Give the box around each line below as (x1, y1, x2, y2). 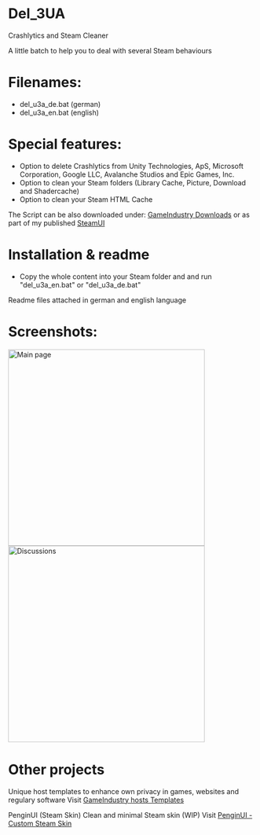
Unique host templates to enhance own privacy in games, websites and (8, 786, 240, 796)
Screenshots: (8, 323, 98, 340)
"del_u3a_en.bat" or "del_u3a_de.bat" (19, 280, 141, 289)
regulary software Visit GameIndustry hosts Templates (8, 795, 185, 804)
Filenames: (8, 74, 82, 91)
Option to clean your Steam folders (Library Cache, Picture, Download (19, 178, 246, 187)
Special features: (8, 135, 123, 153)
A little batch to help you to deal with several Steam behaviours (8, 46, 212, 55)
